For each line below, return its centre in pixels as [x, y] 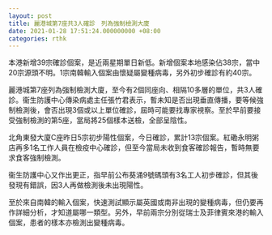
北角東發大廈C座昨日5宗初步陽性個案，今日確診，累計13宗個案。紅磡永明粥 [134, 138]
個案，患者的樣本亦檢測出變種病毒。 [69, 223]
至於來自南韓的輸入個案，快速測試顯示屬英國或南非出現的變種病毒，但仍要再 [136, 203]
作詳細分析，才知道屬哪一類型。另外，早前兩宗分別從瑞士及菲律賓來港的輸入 [136, 212]
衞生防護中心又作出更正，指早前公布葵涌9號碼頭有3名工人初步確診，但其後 [134, 175]
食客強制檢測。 [40, 158]
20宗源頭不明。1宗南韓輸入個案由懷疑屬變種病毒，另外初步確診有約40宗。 [132, 73]
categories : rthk [38, 38]
